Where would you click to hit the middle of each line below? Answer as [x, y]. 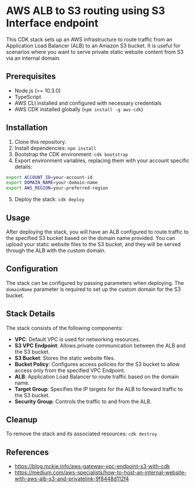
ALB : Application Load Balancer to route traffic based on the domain [97, 376]
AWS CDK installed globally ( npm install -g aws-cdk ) [79, 109]
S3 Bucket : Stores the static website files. [65, 358]
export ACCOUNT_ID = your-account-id [49, 177]
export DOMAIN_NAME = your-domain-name [52, 183]
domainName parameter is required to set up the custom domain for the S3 [93, 289]
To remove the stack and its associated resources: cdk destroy [82, 434]
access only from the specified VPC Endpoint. [70, 370]
